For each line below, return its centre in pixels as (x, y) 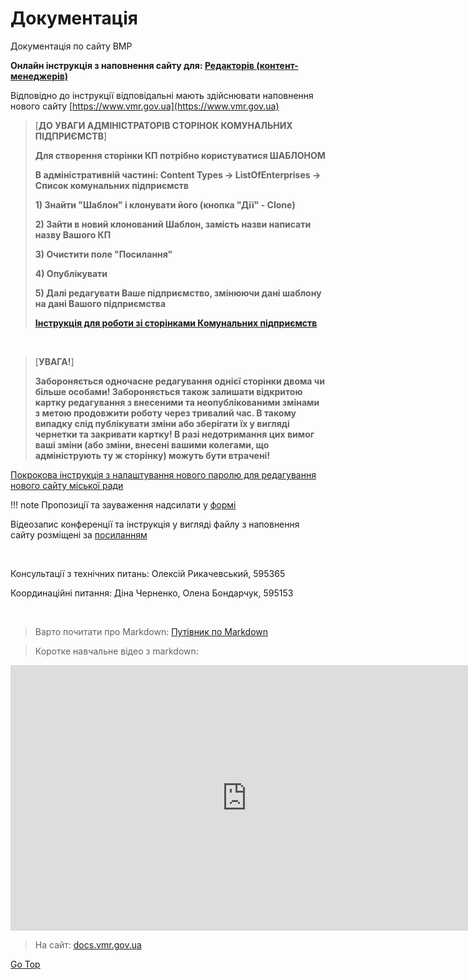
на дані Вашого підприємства (100, 303)
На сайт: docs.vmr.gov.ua (88, 944)
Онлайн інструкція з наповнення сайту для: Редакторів (132, 65)
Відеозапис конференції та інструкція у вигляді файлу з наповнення (155, 524)
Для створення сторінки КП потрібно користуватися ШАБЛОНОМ (180, 155)
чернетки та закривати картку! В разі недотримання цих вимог (174, 434)
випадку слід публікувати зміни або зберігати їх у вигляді (162, 423)
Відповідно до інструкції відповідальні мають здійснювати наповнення (162, 95)
